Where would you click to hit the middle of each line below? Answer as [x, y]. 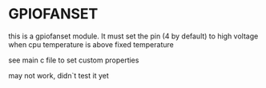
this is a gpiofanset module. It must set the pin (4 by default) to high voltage [133, 36]
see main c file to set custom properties [74, 60]
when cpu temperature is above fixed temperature [91, 44]
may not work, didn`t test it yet [59, 75]
